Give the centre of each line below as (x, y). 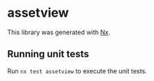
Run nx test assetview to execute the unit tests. (77, 71)
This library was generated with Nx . (59, 32)
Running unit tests (48, 54)
